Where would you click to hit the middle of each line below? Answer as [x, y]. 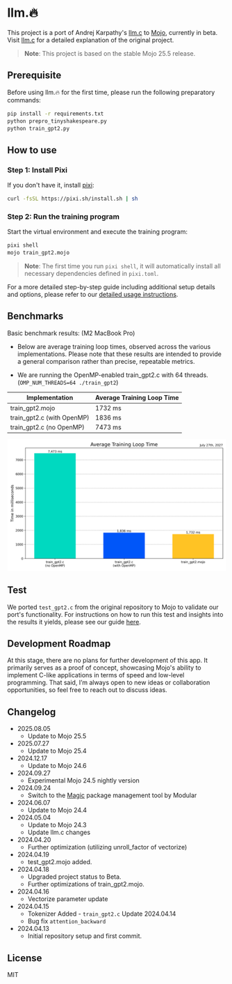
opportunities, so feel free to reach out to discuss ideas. [88, 690]
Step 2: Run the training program [64, 216]
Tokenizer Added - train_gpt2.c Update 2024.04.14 [102, 914]
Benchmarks [35, 316]
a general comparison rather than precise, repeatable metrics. [106, 361]
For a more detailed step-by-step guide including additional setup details [111, 286]
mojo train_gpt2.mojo [39, 253]
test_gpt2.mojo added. [60, 862]
